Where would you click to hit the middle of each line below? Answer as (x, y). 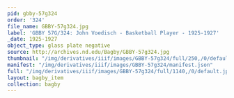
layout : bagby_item (36, 78)
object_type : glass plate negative (59, 46)
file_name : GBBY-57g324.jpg (48, 26)
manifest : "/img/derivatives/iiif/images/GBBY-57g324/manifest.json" (110, 65)
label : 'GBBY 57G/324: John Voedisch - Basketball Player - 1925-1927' (113, 33)
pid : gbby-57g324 (32, 13)
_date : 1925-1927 (32, 39)
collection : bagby (34, 84)
